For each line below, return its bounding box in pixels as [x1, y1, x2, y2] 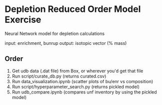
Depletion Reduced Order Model [4, 3, 141, 15]
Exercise [4, 14, 41, 25]
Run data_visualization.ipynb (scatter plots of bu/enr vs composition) [11, 78, 153, 84]
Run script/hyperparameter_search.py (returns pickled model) [11, 84, 140, 90]
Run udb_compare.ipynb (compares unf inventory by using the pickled [11, 89, 157, 95]
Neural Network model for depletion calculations [4, 30, 105, 36]
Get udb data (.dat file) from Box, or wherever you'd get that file [11, 68, 143, 74]
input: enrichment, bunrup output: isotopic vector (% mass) [4, 40, 127, 46]
